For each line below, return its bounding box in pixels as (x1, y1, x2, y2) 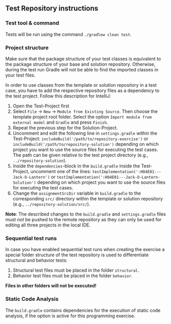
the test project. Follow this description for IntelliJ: (5, 92, 111, 99)
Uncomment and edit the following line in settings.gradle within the (12, 130, 158, 136)
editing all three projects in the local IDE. (5, 222, 91, 228)
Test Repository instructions (5, 4, 99, 13)
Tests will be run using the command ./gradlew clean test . (5, 31, 132, 37)
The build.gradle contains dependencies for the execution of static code (5, 307, 161, 313)
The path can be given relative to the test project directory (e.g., (12, 151, 148, 158)
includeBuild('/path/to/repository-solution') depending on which (12, 141, 159, 147)
